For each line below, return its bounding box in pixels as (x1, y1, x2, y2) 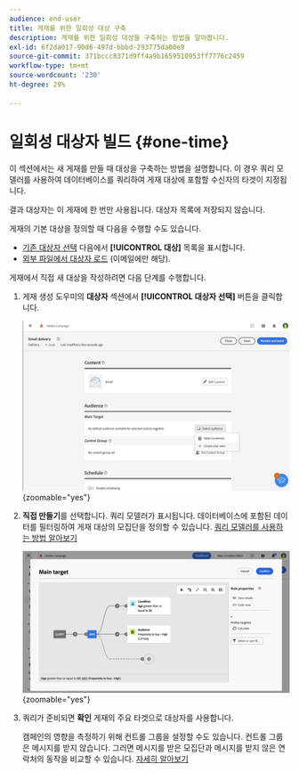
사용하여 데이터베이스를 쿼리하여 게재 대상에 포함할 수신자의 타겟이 (32, 174, 264, 184)
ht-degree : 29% (9, 80, 66, 89)
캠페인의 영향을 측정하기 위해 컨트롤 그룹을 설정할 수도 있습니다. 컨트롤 (21, 731, 267, 742)
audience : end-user (9, 14, 82, 23)
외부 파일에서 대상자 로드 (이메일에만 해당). (21, 253, 171, 264)
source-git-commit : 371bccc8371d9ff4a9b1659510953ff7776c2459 (9, 52, 245, 61)
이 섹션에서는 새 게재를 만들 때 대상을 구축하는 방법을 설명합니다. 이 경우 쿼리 (9, 163, 275, 174)
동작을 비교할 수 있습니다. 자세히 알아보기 (45, 753, 189, 764)
